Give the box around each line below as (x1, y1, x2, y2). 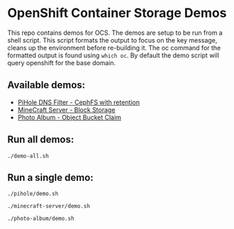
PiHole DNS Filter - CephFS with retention (17, 98, 140, 106)
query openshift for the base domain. (7, 58, 116, 67)
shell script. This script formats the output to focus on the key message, (7, 35, 218, 44)
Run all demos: (7, 133, 74, 146)
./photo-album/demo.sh (7, 215, 74, 223)
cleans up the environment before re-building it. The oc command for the (7, 43, 221, 52)
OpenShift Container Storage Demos (7, 5, 227, 21)
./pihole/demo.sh (7, 190, 59, 198)
